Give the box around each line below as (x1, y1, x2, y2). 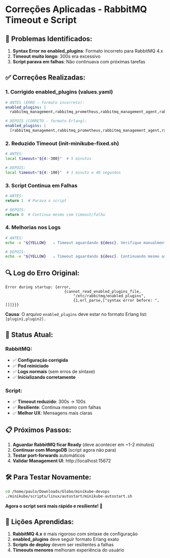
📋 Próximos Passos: (5, 425, 72, 434)
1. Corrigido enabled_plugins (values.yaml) (5, 89, 113, 96)
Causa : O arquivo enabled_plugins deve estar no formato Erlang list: (5, 311, 148, 317)
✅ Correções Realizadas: (5, 73, 86, 82)
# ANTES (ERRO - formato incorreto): (5, 100, 85, 105)
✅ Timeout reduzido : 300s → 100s (12, 398, 86, 405)
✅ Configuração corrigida (12, 357, 68, 363)
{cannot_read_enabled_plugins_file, (64, 289, 142, 294)
